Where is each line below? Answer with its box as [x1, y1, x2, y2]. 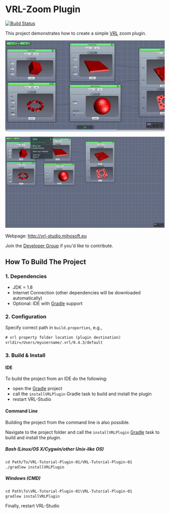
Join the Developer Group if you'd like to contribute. [5, 243, 113, 249]
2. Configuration [5, 313, 47, 320]
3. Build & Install [5, 352, 46, 359]
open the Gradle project [12, 386, 62, 392]
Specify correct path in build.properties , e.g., [5, 325, 103, 331]
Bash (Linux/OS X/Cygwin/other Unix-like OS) [5, 446, 104, 452]
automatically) [12, 295, 42, 301]
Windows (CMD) [5, 475, 41, 482]
